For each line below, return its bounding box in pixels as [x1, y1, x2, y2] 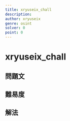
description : [5, 12, 32, 17]
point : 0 [5, 30, 23, 35]
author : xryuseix [5, 16, 41, 21]
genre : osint [5, 21, 32, 26]
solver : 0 [5, 26, 26, 30]
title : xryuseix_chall [5, 7, 52, 12]
